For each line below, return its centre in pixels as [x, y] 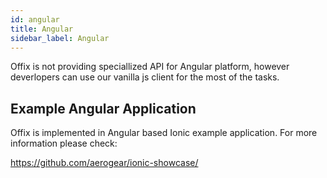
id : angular [35, 19]
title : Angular [42, 29]
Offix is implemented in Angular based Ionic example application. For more [164, 133]
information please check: [64, 143]
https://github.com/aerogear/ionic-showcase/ [104, 163]
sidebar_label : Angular [60, 38]
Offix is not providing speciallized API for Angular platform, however [150, 67]
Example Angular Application [103, 108]
